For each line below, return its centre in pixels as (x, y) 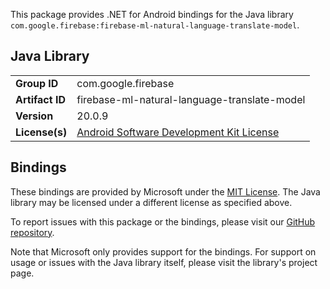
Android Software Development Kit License (178, 132)
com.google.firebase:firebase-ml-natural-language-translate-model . (155, 25)
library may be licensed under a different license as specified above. (151, 202)
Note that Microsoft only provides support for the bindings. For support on (163, 251)
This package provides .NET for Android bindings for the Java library (152, 14)
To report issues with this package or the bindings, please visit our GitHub (163, 221)
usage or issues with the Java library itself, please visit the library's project (164, 262)
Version (34, 116)
